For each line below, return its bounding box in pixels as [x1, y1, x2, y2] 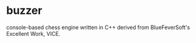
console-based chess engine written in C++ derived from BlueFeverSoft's [6, 24, 191, 31]
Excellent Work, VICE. [6, 30, 60, 37]
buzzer [6, 4, 42, 18]
